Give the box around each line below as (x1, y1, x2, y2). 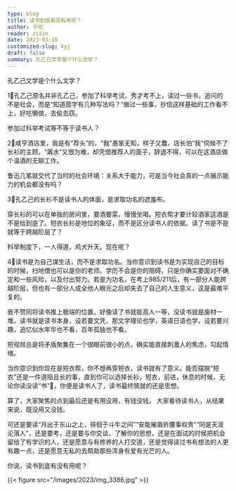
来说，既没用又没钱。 (7, 405, 69, 414)
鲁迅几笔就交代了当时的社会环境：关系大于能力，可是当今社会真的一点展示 (7, 171, 223, 179)
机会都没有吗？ (19, 180, 63, 189)
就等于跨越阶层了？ (7, 227, 63, 236)
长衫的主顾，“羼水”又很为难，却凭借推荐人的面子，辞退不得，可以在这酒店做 (7, 147, 228, 155)
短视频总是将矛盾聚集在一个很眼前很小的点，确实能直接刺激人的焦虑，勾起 (7, 340, 223, 348)
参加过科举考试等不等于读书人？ (7, 124, 100, 132)
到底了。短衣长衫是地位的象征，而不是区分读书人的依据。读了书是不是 (25, 219, 229, 227)
